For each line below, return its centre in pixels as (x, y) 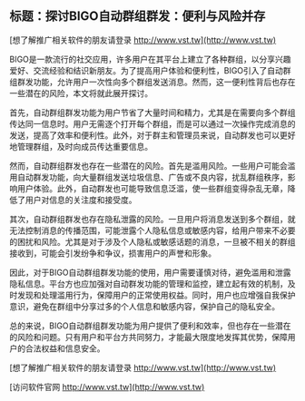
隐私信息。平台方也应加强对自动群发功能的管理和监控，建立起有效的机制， (148, 283)
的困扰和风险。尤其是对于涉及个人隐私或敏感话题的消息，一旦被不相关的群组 (152, 241)
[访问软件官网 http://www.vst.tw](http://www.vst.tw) (107, 386)
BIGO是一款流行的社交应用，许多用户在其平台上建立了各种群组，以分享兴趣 (151, 59)
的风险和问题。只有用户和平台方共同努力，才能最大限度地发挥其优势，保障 (148, 337)
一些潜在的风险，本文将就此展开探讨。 (81, 93)
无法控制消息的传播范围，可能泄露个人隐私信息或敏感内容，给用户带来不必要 (152, 230)
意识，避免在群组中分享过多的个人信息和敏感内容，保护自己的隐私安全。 (144, 306)
